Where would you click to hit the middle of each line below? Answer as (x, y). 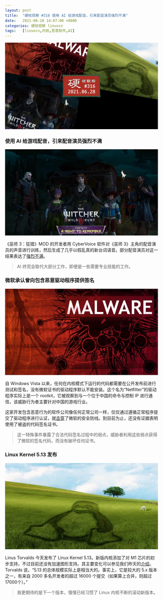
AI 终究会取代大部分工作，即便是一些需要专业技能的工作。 (75, 267)
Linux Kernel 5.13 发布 (31, 455)
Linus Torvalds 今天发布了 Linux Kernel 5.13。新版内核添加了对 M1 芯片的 (78, 558)
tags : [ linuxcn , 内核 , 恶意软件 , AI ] (40, 31)
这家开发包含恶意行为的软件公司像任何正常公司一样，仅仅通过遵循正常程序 (79, 412)
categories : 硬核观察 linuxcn (34, 26)
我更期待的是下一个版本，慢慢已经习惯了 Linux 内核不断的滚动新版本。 (87, 593)
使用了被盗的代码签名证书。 (33, 425)
